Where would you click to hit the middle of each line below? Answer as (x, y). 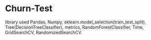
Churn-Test (29, 9)
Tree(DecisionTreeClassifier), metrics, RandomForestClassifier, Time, (75, 27)
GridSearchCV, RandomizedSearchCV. (43, 32)
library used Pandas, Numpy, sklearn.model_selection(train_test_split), (76, 22)
